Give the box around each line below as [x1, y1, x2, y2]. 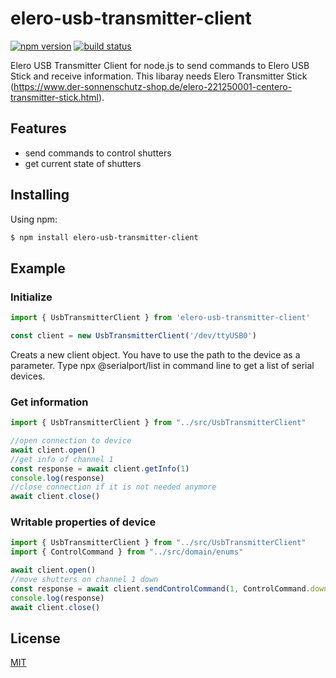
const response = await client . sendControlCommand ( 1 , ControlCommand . [10, 583, 311, 594]
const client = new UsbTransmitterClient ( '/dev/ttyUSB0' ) [10, 331, 257, 341]
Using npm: [10, 213, 58, 225]
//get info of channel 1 [10, 454, 114, 464]
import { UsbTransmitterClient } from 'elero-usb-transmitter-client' [10, 313, 311, 323]
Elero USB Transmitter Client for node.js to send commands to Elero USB [10, 59, 310, 71]
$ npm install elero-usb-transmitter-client [10, 232, 199, 242]
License [10, 630, 61, 647]
